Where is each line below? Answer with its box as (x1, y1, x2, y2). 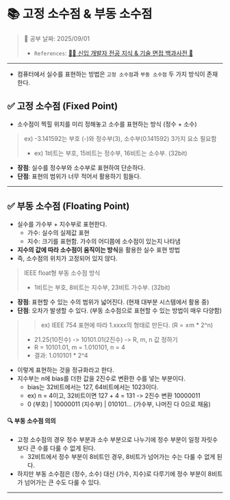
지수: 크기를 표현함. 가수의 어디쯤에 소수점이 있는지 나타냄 (27, 237, 181, 245)
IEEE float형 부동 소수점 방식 (23, 268, 101, 277)
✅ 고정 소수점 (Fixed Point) (7, 101, 118, 112)
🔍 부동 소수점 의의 (7, 417, 56, 425)
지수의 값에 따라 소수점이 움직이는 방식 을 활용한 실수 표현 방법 (16, 246, 180, 254)
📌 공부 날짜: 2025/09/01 (23, 34, 90, 42)
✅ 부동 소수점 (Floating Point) (7, 200, 130, 212)
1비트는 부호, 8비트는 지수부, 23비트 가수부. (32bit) (34, 283, 170, 291)
